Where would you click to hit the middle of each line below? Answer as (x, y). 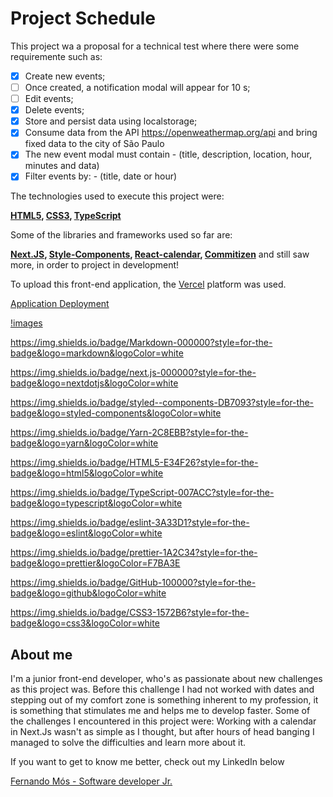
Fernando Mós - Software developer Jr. (91, 781)
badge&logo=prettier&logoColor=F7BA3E (95, 563)
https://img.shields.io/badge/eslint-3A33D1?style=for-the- (130, 523)
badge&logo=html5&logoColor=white (87, 473)
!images (26, 323)
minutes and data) (62, 166)
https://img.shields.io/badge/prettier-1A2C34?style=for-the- (134, 553)
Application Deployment (60, 304)
